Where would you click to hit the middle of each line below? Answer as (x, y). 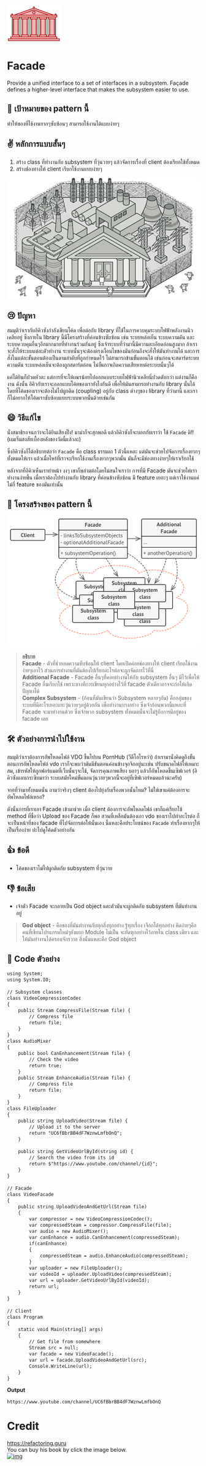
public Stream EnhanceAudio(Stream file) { (74, 1078)
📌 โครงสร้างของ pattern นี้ (50, 504)
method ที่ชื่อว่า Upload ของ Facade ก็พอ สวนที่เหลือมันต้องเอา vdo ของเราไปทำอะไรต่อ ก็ (103, 816)
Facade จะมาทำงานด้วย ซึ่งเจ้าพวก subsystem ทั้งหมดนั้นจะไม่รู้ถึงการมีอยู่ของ (104, 712)
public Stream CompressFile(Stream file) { (74, 1011)
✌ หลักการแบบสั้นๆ (36, 144)
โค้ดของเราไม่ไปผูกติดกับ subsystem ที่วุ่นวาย (64, 868)
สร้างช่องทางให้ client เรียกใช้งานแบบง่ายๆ (59, 169)
